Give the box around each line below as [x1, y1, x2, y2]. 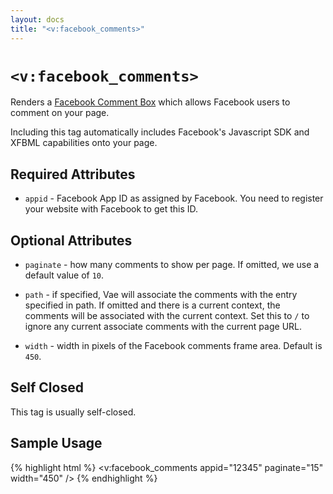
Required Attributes [10, 166, 136, 183]
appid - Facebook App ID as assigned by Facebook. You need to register [24, 192, 324, 205]
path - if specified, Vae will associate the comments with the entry [24, 289, 298, 301]
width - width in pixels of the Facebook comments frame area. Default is [24, 340, 323, 352]
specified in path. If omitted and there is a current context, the [24, 299, 281, 311]
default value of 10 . [24, 269, 105, 281]
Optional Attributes [10, 232, 133, 249]
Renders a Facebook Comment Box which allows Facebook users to [10, 96, 291, 108]
